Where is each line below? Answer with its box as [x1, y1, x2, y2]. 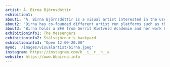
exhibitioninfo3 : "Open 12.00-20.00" [5, 40, 85, 45]
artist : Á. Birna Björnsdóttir [5, 7, 71, 13]
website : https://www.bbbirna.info [5, 54, 80, 59]
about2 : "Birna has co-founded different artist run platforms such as [5, 21, 159, 27]
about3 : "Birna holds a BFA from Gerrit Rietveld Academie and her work [5, 26, 162, 31]
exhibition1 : [5, 12, 33, 17]
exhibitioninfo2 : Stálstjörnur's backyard [5, 36, 96, 41]
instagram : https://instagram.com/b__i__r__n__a [5, 49, 110, 54]
